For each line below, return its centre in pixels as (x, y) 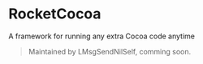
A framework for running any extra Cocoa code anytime (102, 36)
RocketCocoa (55, 14)
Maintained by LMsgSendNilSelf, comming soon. (110, 51)
